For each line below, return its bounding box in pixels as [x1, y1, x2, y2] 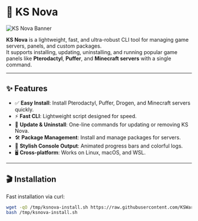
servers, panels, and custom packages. [6, 42, 102, 49]
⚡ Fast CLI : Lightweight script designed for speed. [14, 112, 137, 119]
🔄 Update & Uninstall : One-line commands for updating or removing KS [14, 120, 189, 128]
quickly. [14, 106, 34, 113]
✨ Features [6, 83, 48, 93]
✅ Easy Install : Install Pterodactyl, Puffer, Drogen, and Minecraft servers [14, 99, 191, 106]
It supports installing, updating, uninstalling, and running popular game [6, 48, 178, 55]
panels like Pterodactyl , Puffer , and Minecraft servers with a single [6, 55, 171, 62]
